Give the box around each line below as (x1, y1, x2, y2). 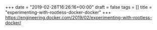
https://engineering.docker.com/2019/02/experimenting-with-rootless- (5, 15, 152, 20)
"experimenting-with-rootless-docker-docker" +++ (5, 9, 112, 15)
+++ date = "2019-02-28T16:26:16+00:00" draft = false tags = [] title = (5, 4, 152, 10)
